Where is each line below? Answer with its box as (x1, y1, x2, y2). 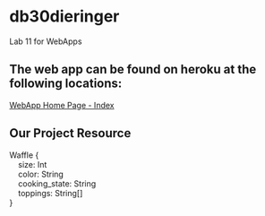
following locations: (9, 76, 123, 91)
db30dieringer (9, 6, 120, 27)
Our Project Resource (9, 125, 132, 141)
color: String (17, 168, 64, 179)
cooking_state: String (17, 177, 97, 189)
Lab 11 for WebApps (9, 36, 82, 47)
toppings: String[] (17, 187, 83, 198)
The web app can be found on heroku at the (9, 62, 257, 77)
